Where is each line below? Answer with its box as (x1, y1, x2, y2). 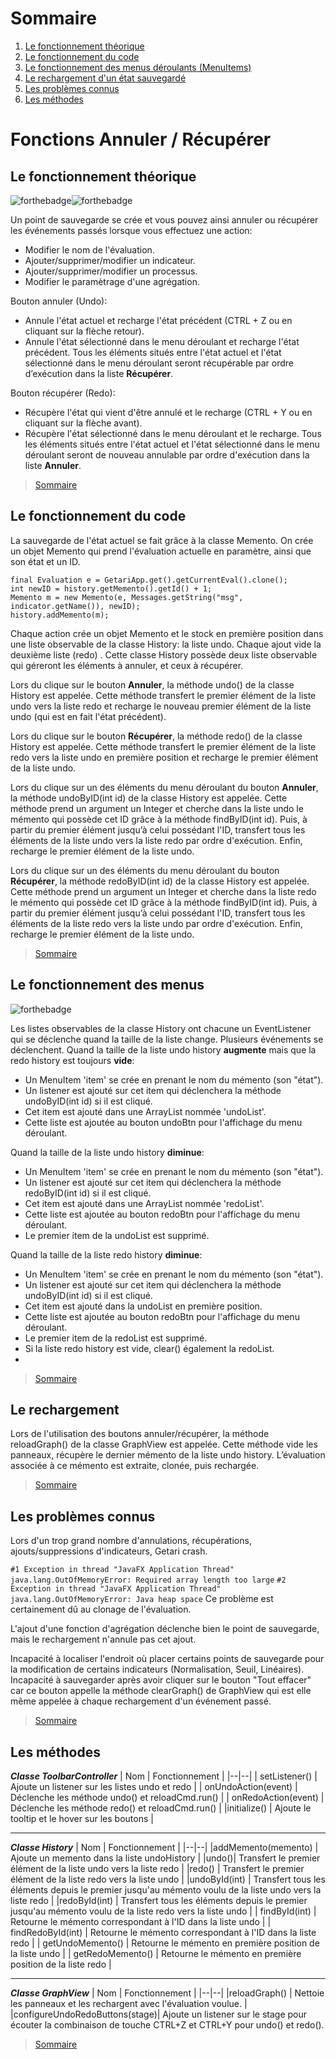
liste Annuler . (24, 459, 82, 471)
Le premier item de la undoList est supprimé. (24, 1229, 210, 1241)
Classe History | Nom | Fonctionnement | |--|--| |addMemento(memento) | (10, 1842, 319, 1853)
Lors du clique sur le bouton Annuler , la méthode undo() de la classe (10, 678, 295, 691)
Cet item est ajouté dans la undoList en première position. (24, 1300, 263, 1312)
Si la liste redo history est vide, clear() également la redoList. (24, 1342, 275, 1354)
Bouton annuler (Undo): (10, 295, 108, 307)
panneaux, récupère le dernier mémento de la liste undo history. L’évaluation (10, 1449, 326, 1461)
